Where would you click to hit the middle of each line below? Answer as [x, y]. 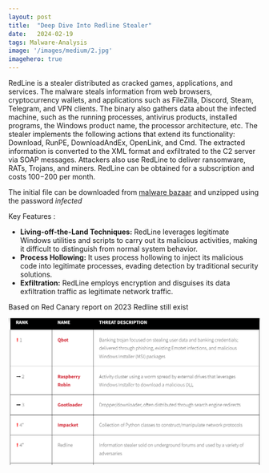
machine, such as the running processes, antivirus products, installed [123, 117]
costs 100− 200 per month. [52, 177]
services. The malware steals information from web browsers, [110, 91]
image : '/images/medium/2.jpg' [60, 51]
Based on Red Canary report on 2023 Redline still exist [98, 307]
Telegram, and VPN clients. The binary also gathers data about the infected [132, 109]
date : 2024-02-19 [41, 34]
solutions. [36, 274]
